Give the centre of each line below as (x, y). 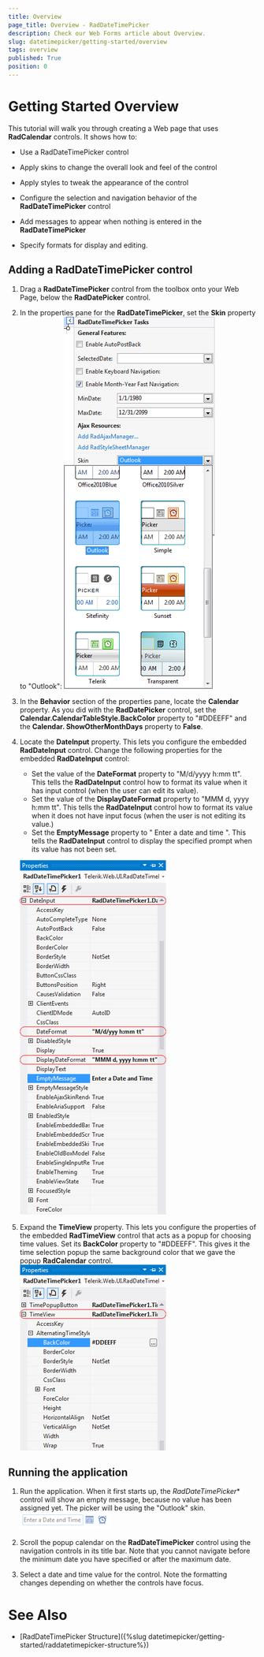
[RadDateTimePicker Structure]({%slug (83, 1637)
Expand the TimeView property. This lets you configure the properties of (138, 1227)
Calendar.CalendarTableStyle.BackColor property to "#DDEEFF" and (133, 718)
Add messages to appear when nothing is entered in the (111, 222)
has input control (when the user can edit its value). (115, 790)
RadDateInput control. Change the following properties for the (121, 750)
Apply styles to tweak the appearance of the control (104, 182)
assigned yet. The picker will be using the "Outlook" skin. (113, 1508)
